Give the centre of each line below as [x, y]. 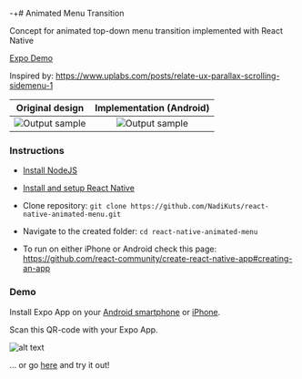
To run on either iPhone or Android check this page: [120, 249]
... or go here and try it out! [60, 364]
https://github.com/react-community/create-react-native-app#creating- [157, 259]
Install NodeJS [50, 170]
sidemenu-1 [31, 85]
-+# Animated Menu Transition [67, 13]
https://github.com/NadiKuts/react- [200, 207]
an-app [36, 269]
